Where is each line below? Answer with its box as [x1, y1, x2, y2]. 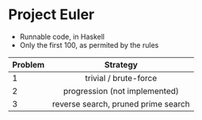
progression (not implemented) [63, 85, 180, 96]
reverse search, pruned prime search [51, 98, 190, 109]
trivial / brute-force [85, 72, 158, 83]
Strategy [104, 59, 139, 70]
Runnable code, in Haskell [19, 32, 105, 41]
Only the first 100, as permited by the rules [19, 40, 159, 49]
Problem [12, 59, 45, 70]
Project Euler [8, 6, 95, 24]
